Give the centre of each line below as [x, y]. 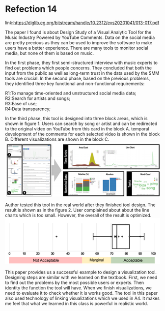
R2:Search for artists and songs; [38, 98]
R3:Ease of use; [21, 103]
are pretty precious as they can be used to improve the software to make [79, 42]
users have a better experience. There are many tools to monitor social [77, 48]
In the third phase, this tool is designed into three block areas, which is [76, 118]
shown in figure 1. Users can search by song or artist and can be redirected [81, 124]
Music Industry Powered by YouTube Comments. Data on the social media [80, 37]
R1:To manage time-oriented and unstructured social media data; [71, 93]
